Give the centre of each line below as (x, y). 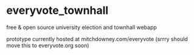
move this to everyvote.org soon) (48, 45)
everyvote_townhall (57, 11)
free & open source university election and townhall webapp (81, 27)
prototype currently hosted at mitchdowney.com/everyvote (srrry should (97, 39)
